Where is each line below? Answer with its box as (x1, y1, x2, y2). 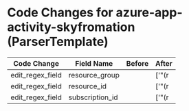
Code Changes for (7, 5, 113, 21)
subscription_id (68, 92, 118, 102)
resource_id (68, 81, 107, 90)
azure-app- (115, 5, 183, 21)
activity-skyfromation (7, 19, 135, 35)
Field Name (75, 58, 113, 68)
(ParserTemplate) (7, 34, 109, 49)
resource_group (68, 70, 120, 79)
